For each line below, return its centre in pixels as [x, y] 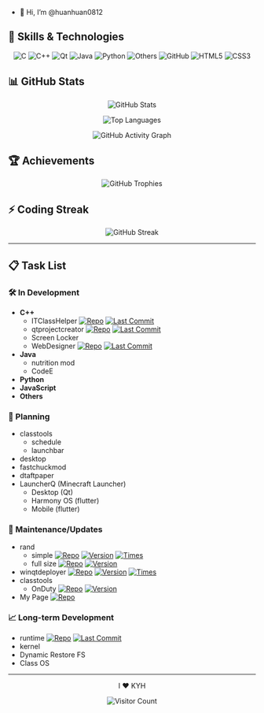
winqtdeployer [43, 572]
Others [31, 396]
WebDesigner [53, 346]
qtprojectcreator [58, 329]
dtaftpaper [37, 476]
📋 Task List [37, 265]
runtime [32, 637]
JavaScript [38, 388]
